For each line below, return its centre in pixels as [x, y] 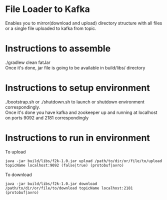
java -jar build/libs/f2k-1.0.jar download [51, 183]
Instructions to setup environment [77, 88]
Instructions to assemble [58, 49]
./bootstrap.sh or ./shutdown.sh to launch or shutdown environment [75, 101]
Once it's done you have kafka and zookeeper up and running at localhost [81, 112]
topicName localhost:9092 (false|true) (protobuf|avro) [64, 165]
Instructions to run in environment [77, 138]
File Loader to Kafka [47, 9]
